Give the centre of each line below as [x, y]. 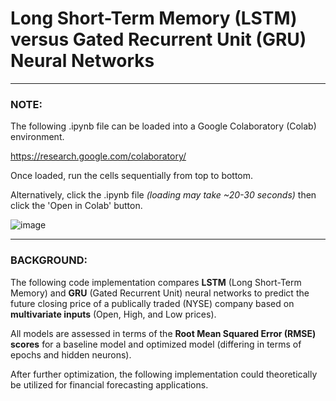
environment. [37, 137]
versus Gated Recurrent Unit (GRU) [158, 39]
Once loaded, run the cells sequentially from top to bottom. [132, 176]
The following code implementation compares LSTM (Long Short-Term [156, 282]
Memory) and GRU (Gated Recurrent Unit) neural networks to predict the [160, 293]
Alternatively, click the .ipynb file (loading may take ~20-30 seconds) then [163, 195]
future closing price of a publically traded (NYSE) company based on [152, 303]
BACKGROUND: [49, 260]
